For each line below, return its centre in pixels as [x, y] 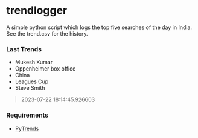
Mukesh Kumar [34, 62]
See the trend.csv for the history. [47, 33]
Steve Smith [30, 88]
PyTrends [27, 128]
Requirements [27, 115]
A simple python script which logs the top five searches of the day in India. [99, 27]
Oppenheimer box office [45, 69]
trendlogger [37, 11]
